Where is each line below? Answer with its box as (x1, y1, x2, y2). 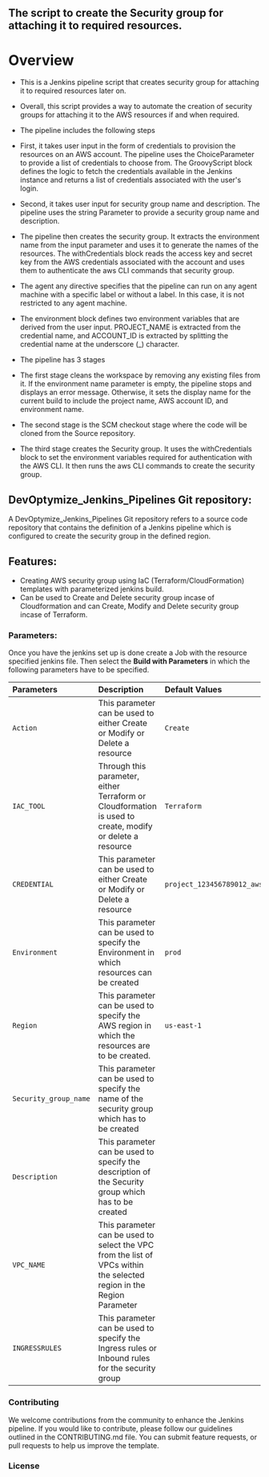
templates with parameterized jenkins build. (19, 584, 164, 594)
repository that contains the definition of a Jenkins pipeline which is (8, 523, 232, 532)
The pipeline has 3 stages (19, 355, 106, 365)
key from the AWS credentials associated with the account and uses (19, 257, 246, 267)
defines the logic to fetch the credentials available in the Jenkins (19, 167, 233, 176)
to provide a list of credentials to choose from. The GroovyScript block (19, 158, 253, 167)
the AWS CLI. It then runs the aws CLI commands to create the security (19, 461, 255, 471)
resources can (98, 967, 152, 979)
